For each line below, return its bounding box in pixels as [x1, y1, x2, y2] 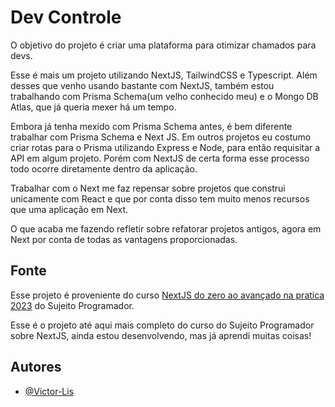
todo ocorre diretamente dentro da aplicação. [10, 162, 198, 175]
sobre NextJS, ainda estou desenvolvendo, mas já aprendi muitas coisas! [10, 329, 312, 341]
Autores [10, 359, 62, 376]
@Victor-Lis [24, 385, 75, 397]
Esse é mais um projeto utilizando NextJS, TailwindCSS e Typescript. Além [10, 69, 318, 81]
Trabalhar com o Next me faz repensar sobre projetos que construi [10, 182, 286, 194]
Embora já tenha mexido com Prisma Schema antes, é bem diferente [10, 120, 293, 132]
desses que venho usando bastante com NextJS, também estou [10, 79, 275, 91]
